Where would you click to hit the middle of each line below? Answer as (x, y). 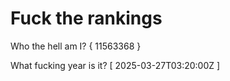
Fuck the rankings (86, 18)
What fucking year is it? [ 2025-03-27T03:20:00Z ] (115, 65)
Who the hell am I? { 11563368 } (76, 46)
